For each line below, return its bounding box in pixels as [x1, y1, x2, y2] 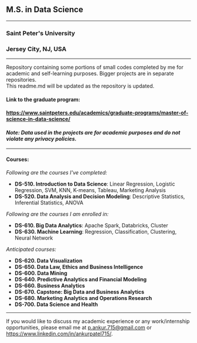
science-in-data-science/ [6, 116, 70, 123]
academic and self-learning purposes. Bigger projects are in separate [6, 70, 174, 77]
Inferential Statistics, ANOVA [14, 199, 84, 206]
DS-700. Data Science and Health [14, 301, 98, 308]
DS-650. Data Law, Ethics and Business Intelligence [14, 263, 144, 270]
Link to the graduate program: [6, 96, 80, 103]
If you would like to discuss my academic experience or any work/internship [6, 317, 190, 325]
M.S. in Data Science [6, 5, 83, 15]
